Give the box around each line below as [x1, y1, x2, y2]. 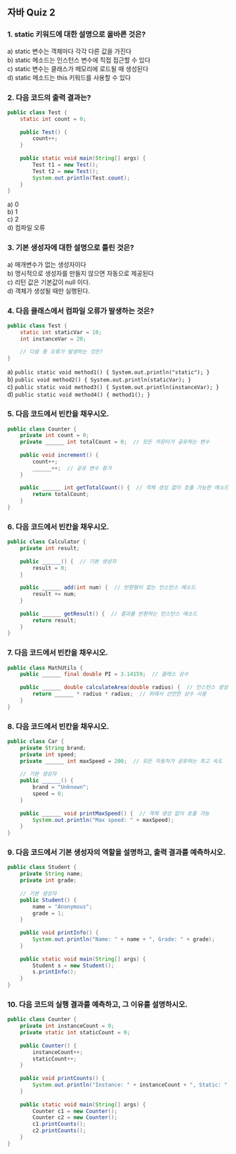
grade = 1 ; [32, 910, 65, 917]
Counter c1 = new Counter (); [32, 1108, 118, 1115]
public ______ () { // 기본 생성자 [20, 558, 117, 565]
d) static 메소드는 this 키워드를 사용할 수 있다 [7, 73, 131, 82]
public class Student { [7, 864, 77, 871]
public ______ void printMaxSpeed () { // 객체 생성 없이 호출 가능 [20, 810, 210, 817]
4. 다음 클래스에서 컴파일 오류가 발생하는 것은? [7, 305, 155, 315]
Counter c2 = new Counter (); [32, 1114, 118, 1121]
